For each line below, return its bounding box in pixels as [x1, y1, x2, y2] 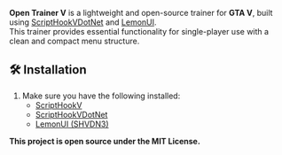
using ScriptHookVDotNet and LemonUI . [9, 17, 157, 27]
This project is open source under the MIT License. [9, 136, 201, 146]
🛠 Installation [9, 62, 87, 78]
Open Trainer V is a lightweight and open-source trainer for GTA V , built [9, 8, 273, 18]
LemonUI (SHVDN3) [35, 119, 109, 129]
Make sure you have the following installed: [21, 90, 181, 101]
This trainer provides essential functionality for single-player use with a [9, 27, 269, 36]
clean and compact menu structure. [9, 35, 140, 46]
